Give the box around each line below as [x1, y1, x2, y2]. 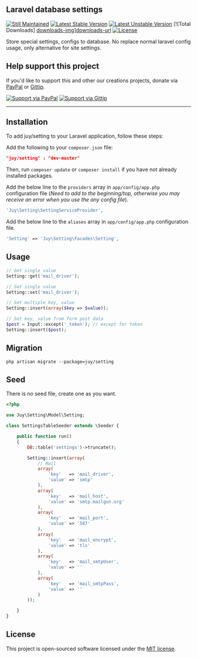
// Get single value [6, 268, 57, 273]
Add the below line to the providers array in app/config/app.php [6, 183, 160, 191]
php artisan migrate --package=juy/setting [6, 359, 114, 365]
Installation [6, 117, 48, 127]
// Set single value [6, 283, 57, 290]
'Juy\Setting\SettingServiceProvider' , [6, 208, 104, 213]
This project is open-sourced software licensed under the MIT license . [6, 645, 176, 652]
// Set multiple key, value [6, 300, 75, 306]
